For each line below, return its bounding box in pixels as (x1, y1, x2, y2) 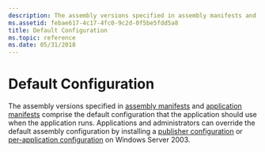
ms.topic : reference (8, 33, 77, 42)
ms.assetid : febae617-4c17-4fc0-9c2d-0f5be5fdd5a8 (8, 19, 179, 27)
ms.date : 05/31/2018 (8, 41, 77, 49)
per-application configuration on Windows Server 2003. (8, 135, 191, 145)
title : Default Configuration (8, 26, 108, 34)
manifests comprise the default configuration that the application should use (8, 110, 257, 120)
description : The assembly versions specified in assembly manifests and (8, 11, 257, 20)
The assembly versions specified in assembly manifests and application (8, 101, 243, 111)
